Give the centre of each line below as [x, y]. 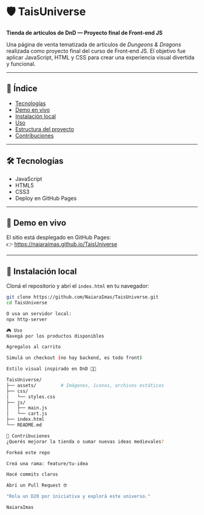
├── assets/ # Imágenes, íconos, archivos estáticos [85, 385]
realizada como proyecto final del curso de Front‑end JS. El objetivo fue [96, 51]
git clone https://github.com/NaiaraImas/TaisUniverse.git [83, 297]
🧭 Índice [22, 89]
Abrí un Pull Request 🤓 [37, 486]
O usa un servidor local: [39, 313]
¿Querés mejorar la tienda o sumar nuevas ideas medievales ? [85, 442]
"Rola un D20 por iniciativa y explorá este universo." [78, 496]
